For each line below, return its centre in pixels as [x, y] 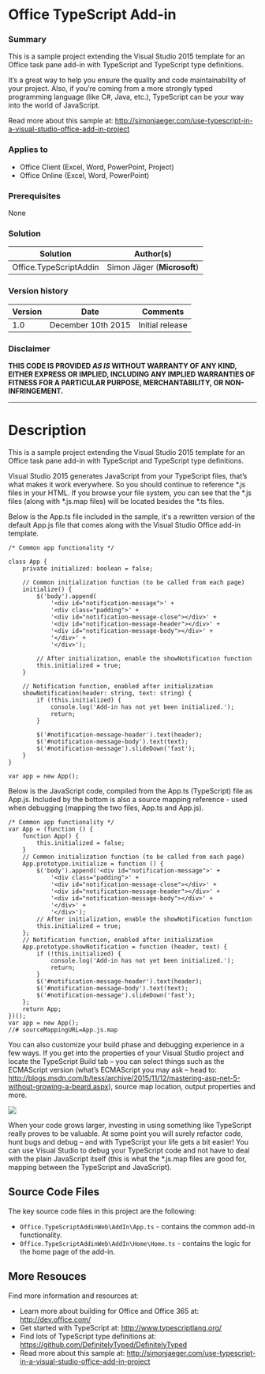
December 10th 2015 [91, 324]
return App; [42, 1009]
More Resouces [47, 1276]
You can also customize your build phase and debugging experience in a [126, 1044]
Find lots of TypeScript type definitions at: [88, 1336]
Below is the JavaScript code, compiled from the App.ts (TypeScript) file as [131, 791]
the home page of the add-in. [67, 1251]
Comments [163, 312]
